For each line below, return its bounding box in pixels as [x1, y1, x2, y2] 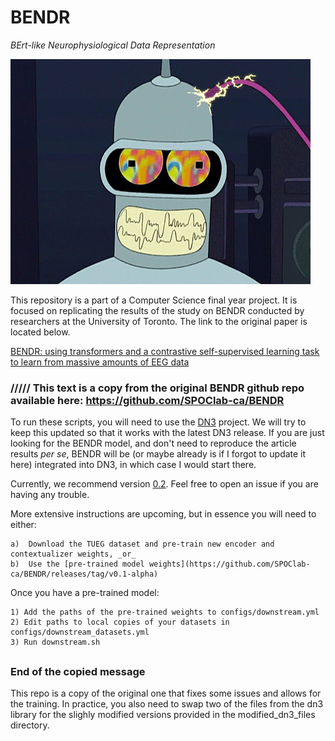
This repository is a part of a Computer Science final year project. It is [10, 294, 298, 306]
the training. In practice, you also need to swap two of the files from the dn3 [10, 698, 324, 710]
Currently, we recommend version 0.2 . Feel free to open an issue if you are [10, 478, 319, 490]
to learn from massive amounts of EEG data [10, 356, 190, 368]
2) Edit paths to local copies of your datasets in [10, 617, 230, 628]
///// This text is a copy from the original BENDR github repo [10, 381, 305, 395]
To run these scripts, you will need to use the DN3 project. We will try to [10, 416, 307, 428]
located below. [10, 326, 71, 338]
